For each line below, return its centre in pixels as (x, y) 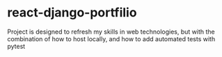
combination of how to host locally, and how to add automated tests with (111, 38)
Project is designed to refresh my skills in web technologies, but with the (111, 32)
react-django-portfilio (72, 13)
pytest (16, 46)
